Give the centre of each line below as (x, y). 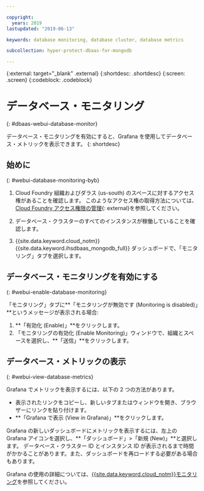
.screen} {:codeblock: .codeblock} (49, 80)
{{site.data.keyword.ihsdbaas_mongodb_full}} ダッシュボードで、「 (98, 248)
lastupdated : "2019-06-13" (40, 29)
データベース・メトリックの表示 (66, 362)
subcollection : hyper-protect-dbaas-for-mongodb (69, 51)
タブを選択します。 (60, 256)
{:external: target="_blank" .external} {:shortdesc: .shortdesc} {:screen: (96, 73)
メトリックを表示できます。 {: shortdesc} (69, 144)
